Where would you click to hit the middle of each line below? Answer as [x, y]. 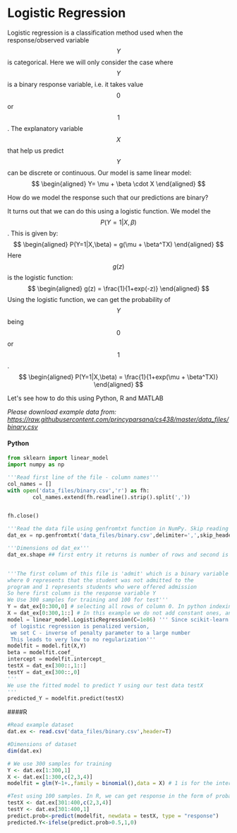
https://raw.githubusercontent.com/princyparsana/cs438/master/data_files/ [118, 419]
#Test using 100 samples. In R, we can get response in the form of [110, 796]
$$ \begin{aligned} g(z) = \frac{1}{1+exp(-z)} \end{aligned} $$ [119, 289]
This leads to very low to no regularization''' [83, 639]
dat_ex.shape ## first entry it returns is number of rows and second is [118, 554]
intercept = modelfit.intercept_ [56, 659]
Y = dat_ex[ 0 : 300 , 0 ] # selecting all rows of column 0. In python [107, 607]
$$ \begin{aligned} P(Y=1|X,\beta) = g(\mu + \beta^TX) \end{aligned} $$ [119, 244]
